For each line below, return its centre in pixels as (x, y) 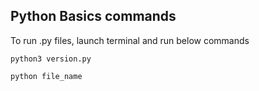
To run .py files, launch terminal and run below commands (130, 40)
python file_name (46, 76)
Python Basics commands (93, 16)
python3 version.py (51, 59)
